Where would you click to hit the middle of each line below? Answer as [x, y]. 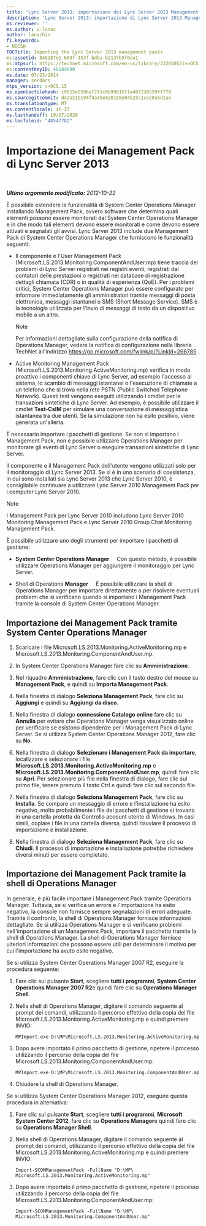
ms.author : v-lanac [31, 29]
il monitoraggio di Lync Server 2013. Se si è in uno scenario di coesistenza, [101, 472]
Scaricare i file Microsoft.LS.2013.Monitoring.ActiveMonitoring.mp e [101, 647]
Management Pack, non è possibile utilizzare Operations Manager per [94, 441]
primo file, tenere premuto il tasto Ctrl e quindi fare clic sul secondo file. [106, 785]
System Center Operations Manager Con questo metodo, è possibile [106, 559]
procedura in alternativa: [37, 1102]
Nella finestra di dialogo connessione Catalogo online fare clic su [98, 714]
